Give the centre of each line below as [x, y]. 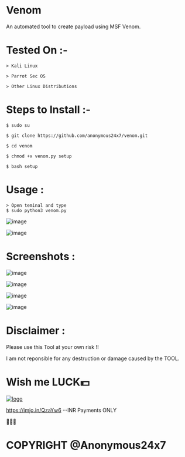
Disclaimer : [36, 330]
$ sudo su [18, 125]
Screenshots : [41, 256]
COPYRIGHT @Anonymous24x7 [86, 445]
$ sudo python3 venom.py [36, 210]
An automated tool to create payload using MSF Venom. [73, 26]
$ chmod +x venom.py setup [39, 156]
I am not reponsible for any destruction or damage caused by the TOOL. [93, 358]
